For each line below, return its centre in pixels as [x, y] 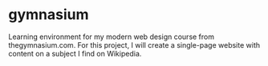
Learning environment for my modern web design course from [112, 37]
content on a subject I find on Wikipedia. [75, 53]
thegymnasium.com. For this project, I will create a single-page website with [134, 45]
